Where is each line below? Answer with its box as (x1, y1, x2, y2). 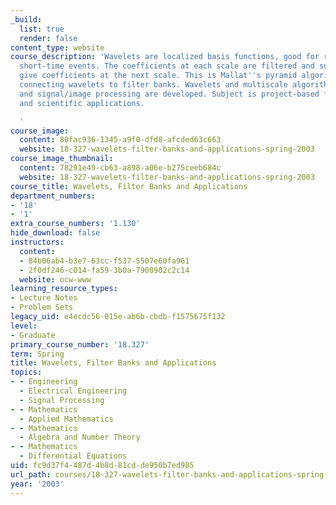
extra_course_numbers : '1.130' (10, 219, 141, 229)
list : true (19, 24, 65, 34)
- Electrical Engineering (19, 386, 128, 396)
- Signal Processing (19, 395, 105, 405)
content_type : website (10, 42, 105, 53)
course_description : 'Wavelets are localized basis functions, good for (10, 52, 320, 62)
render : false (19, 33, 78, 43)
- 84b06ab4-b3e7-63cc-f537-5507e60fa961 (19, 256, 190, 266)
